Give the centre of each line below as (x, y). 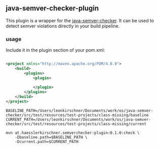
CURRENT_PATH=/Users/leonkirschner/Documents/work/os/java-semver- (78, 119)
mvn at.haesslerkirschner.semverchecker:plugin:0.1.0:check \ (73, 133)
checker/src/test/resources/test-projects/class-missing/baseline (77, 115)
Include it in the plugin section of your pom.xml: (55, 50)
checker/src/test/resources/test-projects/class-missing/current (76, 124)
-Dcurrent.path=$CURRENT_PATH (47, 141)
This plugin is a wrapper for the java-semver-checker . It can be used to (80, 20)
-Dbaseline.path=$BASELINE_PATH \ (51, 137)
